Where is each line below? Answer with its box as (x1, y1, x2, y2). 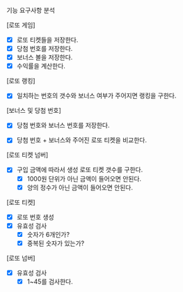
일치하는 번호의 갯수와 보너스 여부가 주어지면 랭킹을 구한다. (16, 91, 177, 100)
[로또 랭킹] (6, 77, 35, 85)
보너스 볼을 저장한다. (16, 53, 73, 61)
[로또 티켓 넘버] (6, 151, 49, 159)
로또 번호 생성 (16, 213, 54, 221)
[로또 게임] (6, 21, 35, 29)
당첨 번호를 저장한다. (16, 45, 73, 53)
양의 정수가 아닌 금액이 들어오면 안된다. (26, 183, 134, 192)
